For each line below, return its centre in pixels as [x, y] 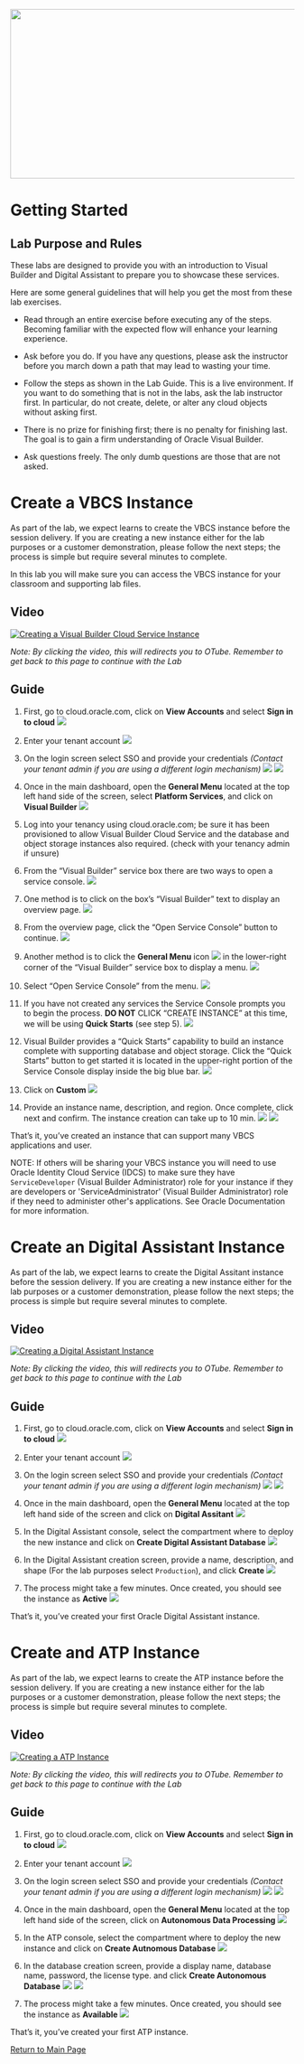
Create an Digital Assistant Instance [147, 1247]
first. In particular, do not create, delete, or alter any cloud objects [145, 403]
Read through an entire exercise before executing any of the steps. [147, 319]
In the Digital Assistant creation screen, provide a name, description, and [158, 1560]
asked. [36, 466]
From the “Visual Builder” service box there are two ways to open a [148, 870]
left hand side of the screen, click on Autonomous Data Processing [149, 1919]
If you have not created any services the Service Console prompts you [154, 1003]
